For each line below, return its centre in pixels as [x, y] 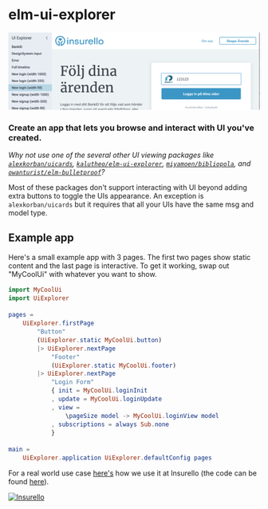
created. [25, 137]
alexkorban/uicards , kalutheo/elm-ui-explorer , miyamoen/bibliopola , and [130, 163]
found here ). [29, 482]
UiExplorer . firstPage [58, 324]
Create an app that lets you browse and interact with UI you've [132, 128]
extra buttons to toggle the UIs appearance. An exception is [106, 195]
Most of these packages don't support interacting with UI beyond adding [128, 187]
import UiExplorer [39, 298]
